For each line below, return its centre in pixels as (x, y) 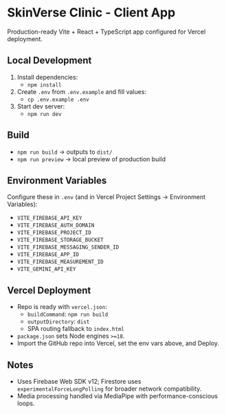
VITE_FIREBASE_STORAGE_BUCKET (60, 240)
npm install (44, 85)
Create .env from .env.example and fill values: (81, 91)
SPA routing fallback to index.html (76, 329)
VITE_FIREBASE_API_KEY (49, 218)
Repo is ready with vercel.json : (62, 307)
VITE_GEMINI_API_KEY (46, 269)
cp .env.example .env (58, 100)
